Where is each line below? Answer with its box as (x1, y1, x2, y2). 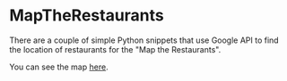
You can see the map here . (9, 61, 109, 72)
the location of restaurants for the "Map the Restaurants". (9, 44, 222, 54)
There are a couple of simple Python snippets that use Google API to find (9, 35, 280, 45)
